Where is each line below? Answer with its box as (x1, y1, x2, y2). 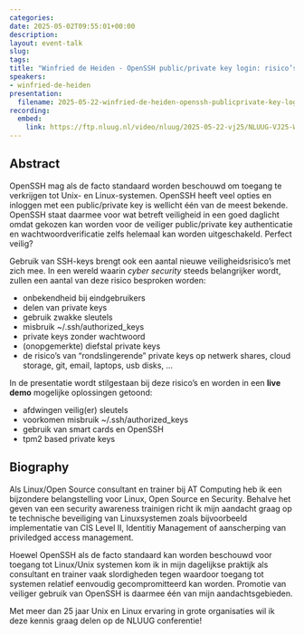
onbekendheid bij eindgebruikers (22, 292, 147, 303)
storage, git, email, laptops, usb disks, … (22, 360, 174, 370)
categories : (9, 13, 54, 23)
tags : (9, 55, 30, 64)
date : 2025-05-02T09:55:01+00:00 (9, 22, 136, 31)
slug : (9, 47, 30, 56)
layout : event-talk (9, 38, 83, 48)
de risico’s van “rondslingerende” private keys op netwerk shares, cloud (22, 350, 291, 361)
